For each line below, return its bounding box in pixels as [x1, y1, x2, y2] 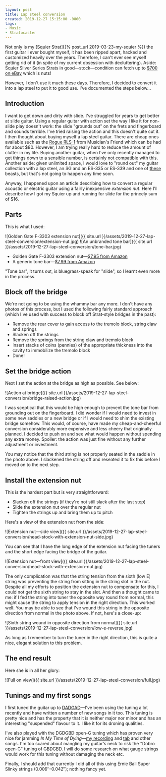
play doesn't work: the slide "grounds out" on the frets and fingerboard [15, 123, 161, 129]
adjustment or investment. [5, 442, 58, 448]
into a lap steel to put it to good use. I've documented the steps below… [5, 85, 151, 91]
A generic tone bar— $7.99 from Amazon [12, 258, 95, 264]
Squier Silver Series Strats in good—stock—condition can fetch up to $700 [5, 65, 158, 71]
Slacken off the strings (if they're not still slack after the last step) [12, 499, 146, 505]
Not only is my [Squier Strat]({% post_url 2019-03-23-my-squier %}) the [5, 44, 154, 50]
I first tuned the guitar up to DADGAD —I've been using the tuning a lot [5, 705, 148, 711]
